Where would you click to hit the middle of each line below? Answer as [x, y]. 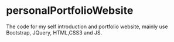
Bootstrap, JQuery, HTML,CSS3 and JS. [54, 32]
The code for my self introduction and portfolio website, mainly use [87, 26]
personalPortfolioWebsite [70, 11]
